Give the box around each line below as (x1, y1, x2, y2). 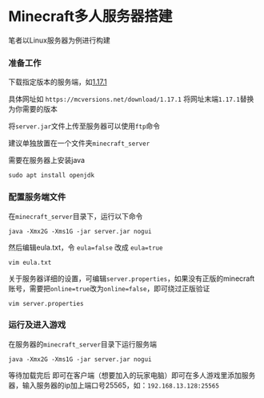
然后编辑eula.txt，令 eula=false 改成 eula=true (8, 242, 163, 252)
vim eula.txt (8, 258, 52, 266)
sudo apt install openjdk (8, 172, 94, 180)
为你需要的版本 (8, 104, 58, 114)
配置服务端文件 (8, 192, 66, 203)
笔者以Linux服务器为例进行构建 (8, 35, 110, 45)
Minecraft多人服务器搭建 (8, 7, 173, 26)
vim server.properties (8, 299, 84, 307)
